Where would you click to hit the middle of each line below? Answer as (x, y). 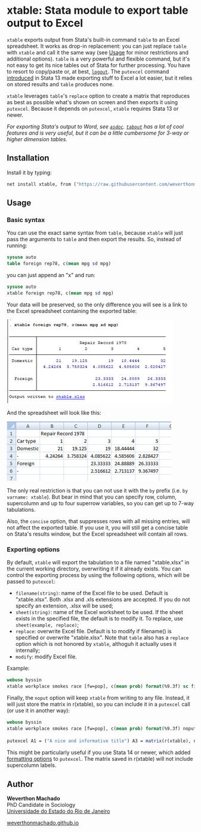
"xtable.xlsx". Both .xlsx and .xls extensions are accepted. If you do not (103, 600)
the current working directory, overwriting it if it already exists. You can (94, 569)
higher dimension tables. (37, 139)
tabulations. (21, 509)
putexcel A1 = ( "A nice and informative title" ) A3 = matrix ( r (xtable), (99, 741)
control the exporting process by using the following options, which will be (98, 575)
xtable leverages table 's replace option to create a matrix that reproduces (98, 96)
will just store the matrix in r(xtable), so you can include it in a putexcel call (98, 704)
